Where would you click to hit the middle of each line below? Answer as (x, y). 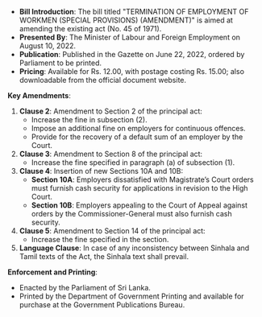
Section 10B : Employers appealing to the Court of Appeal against (139, 205)
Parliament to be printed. (60, 63)
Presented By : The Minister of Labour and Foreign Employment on (130, 37)
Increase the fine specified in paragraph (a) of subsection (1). (133, 163)
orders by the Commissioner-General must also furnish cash (131, 214)
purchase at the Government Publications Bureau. (102, 305)
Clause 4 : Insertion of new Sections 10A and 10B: (101, 171)
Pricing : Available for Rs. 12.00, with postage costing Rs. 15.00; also (132, 71)
